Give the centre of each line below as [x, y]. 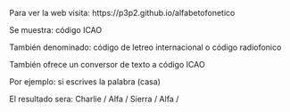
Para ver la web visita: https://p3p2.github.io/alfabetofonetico [122, 13]
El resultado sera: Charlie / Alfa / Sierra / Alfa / [94, 99]
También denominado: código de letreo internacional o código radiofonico [145, 47]
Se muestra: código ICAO [56, 30]
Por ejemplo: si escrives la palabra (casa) [85, 82]
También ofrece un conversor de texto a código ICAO [107, 64]
